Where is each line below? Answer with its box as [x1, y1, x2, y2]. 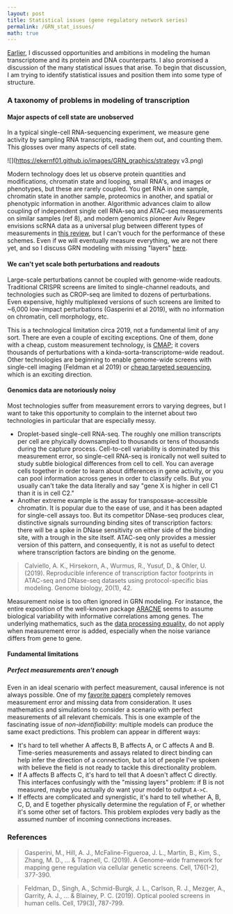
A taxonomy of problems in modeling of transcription [7, 95, 190, 105]
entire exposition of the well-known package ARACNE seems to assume [7, 604, 214, 613]
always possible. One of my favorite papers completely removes [7, 691, 191, 699]
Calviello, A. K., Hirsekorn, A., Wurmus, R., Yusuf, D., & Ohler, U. [24, 561, 207, 570]
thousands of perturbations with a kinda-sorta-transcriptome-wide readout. [7, 348, 225, 356]
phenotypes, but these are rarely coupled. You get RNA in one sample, [7, 185, 209, 193]
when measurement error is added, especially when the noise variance [7, 627, 211, 635]
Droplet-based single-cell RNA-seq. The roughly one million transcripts [17, 429, 221, 438]
